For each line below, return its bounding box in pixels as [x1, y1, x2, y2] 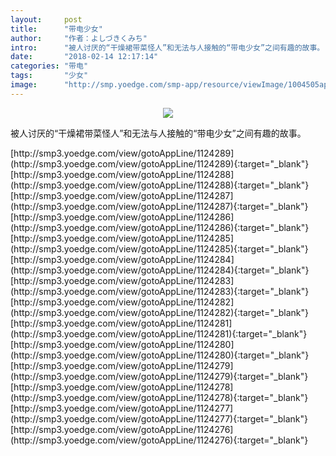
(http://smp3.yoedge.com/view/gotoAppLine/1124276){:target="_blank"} [10, 434, 309, 446]
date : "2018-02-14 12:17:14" [10, 52, 159, 62]
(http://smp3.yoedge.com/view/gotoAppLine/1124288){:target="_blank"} [10, 179, 310, 191]
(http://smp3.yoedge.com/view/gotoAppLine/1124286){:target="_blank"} [10, 221, 310, 233]
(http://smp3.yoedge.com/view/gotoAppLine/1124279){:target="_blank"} [10, 370, 309, 382]
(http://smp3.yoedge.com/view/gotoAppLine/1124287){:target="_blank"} [10, 200, 309, 212]
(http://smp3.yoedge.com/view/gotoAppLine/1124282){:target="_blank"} [10, 306, 310, 318]
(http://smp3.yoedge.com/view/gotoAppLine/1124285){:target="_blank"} [10, 242, 309, 255]
